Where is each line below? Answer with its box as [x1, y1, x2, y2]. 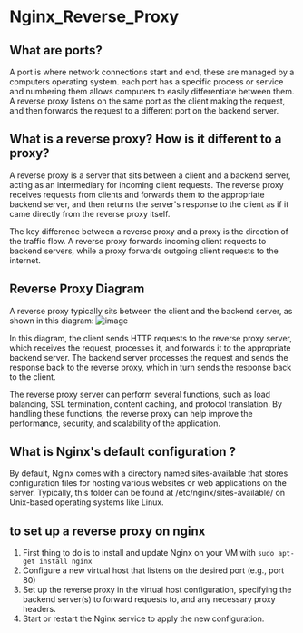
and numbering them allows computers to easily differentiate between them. [9, 86, 295, 96]
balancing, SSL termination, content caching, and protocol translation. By [9, 398, 283, 410]
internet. [9, 254, 41, 265]
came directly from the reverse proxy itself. [9, 208, 171, 219]
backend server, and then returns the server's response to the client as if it [9, 198, 289, 210]
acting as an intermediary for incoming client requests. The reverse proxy [9, 179, 284, 190]
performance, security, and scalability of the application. [9, 418, 220, 429]
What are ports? [9, 43, 103, 58]
